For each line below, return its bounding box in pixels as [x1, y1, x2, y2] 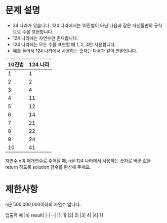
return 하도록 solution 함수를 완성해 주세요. [5, 164, 91, 170]
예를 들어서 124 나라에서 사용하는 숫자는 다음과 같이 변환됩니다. [12, 48, 138, 54]
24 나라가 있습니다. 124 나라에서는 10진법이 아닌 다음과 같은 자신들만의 [12, 22, 153, 28]
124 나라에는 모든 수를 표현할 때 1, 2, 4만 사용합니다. [12, 41, 116, 47]
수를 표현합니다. [22, 28, 54, 34]
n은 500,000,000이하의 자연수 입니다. [5, 201, 81, 207]
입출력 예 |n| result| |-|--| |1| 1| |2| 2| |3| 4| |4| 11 [5, 212, 104, 218]
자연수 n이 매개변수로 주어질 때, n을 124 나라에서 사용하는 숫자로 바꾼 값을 [5, 158, 151, 164]
